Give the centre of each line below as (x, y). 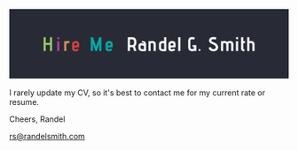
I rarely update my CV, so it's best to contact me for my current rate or (137, 93)
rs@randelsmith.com (47, 136)
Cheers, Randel (37, 119)
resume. (24, 102)
